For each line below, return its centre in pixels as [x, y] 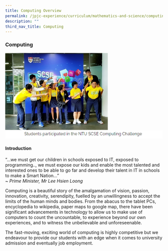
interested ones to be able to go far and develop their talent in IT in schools [82, 170]
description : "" [22, 21]
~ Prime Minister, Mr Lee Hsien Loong [44, 181]
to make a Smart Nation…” [32, 175]
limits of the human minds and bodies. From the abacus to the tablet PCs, [81, 201]
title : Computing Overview [33, 11]
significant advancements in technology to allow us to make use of [74, 212]
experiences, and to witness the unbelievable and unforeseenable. [74, 222]
